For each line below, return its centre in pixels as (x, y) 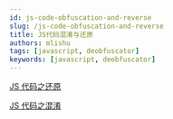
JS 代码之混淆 (35, 105)
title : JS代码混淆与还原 (51, 34)
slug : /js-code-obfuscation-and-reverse (87, 26)
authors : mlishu (40, 43)
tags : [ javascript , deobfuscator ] (75, 51)
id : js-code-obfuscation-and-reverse (81, 18)
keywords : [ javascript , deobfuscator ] (82, 59)
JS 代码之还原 (35, 86)
